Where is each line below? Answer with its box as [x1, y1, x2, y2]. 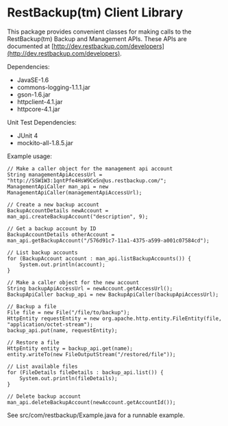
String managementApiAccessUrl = [7, 171, 103, 178]
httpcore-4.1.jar [16, 105, 60, 113]
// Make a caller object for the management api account [7, 165, 173, 172]
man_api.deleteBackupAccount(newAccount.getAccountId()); [7, 399, 176, 405]
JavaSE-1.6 [16, 75, 49, 84]
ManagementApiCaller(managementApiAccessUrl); [7, 189, 142, 196]
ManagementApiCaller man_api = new [7, 183, 109, 190]
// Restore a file [7, 339, 60, 346]
